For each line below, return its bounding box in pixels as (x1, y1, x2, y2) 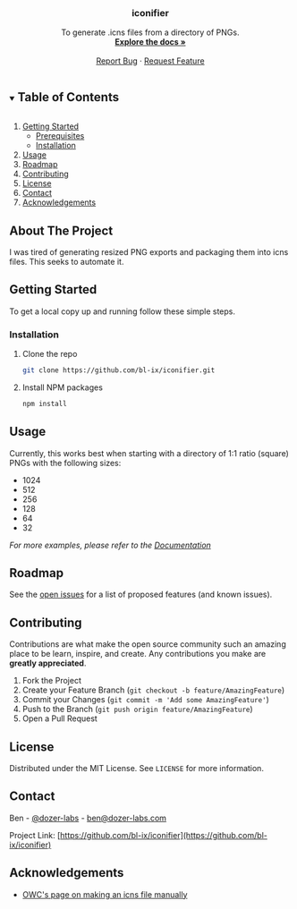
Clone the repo (21, 349, 78, 360)
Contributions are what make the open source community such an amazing (9, 639, 286, 650)
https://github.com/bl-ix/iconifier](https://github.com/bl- (59, 829, 268, 840)
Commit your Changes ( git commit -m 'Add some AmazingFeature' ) (21, 694, 270, 705)
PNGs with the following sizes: (9, 457, 122, 468)
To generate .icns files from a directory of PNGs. (61, 27, 240, 38)
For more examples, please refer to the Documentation (9, 539, 212, 550)
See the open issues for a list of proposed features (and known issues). (9, 589, 273, 600)
